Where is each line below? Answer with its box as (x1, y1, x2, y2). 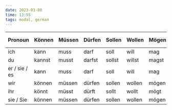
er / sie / (8, 65, 28, 72)
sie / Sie (8, 96, 27, 103)
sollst (105, 57, 119, 64)
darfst (83, 57, 98, 64)
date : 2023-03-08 (5, 7, 42, 13)
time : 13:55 (5, 12, 31, 17)
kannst (34, 57, 51, 64)
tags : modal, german (5, 17, 50, 22)
